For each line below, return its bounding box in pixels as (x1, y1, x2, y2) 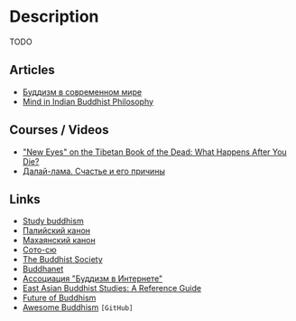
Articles (9, 62, 56, 78)
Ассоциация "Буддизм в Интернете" (22, 273, 163, 284)
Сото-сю (22, 244, 57, 255)
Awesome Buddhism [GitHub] (22, 302, 134, 313)
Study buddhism (22, 215, 84, 227)
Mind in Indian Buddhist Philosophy (22, 96, 154, 107)
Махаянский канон (22, 235, 97, 246)
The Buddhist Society (22, 254, 104, 265)
